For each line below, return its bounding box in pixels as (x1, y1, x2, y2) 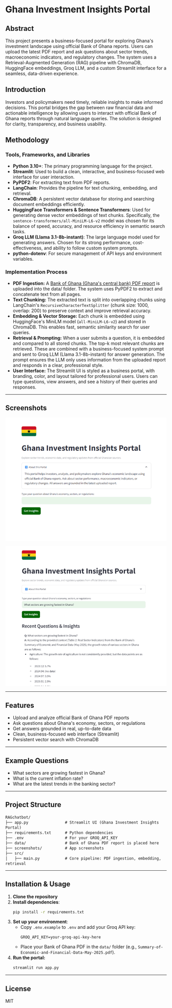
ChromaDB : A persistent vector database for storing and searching (12, 195, 155, 201)
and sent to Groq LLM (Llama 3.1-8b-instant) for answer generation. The (12, 351, 165, 357)
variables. (12, 255, 34, 262)
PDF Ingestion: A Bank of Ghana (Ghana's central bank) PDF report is (12, 280, 160, 286)
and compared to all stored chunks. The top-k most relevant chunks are (12, 340, 164, 346)
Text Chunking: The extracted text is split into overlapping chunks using (12, 297, 166, 303)
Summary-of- (138, 945, 163, 950)
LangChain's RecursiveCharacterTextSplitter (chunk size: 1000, (12, 302, 149, 308)
